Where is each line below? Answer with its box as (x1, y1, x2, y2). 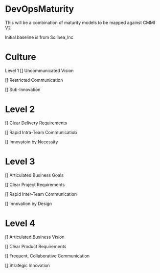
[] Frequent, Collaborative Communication (5, 253, 90, 259)
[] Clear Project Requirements (5, 182, 65, 187)
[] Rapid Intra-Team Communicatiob (5, 129, 77, 135)
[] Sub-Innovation (5, 87, 41, 92)
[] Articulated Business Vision (5, 234, 65, 240)
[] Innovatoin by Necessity (5, 138, 58, 145)
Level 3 (5, 156, 35, 167)
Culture (5, 51, 37, 63)
